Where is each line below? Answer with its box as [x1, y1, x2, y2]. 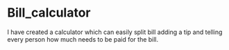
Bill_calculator [7, 5, 92, 21]
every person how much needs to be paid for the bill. [7, 35, 159, 43]
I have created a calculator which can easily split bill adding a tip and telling [7, 28, 223, 36]
